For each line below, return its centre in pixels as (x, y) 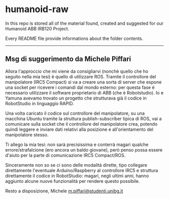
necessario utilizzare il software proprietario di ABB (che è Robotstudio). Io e (84, 92)
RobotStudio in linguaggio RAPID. (40, 103)
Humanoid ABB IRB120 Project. (37, 28)
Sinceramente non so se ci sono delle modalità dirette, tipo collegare (76, 165)
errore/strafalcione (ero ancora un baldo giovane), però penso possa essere (84, 150)
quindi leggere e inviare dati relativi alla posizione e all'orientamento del (79, 129)
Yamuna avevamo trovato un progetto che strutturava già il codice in (76, 98)
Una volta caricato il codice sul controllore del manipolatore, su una (75, 113)
